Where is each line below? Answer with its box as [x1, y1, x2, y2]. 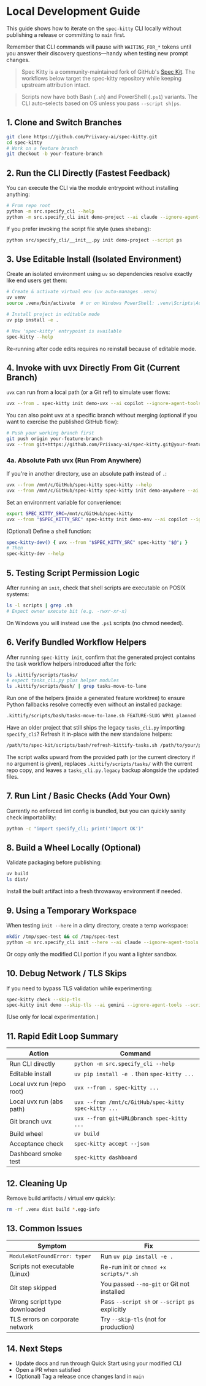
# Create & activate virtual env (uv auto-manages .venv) [6, 289, 158, 295]
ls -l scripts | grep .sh [6, 602, 72, 609]
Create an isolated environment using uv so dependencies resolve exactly [6, 270, 193, 278]
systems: [6, 591, 29, 598]
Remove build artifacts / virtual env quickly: [6, 1194, 116, 1202]
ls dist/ [6, 876, 29, 883]
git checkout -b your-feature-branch [6, 151, 103, 157]
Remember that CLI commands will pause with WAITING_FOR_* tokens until [6, 43, 192, 50]
